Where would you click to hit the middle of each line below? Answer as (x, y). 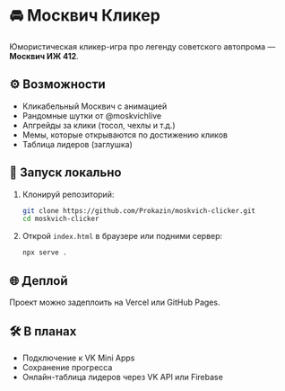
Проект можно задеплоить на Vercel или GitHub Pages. (115, 302)
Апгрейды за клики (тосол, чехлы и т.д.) (99, 125)
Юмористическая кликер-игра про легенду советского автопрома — (142, 46)
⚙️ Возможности (57, 84)
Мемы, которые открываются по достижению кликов (125, 135)
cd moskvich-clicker (60, 219)
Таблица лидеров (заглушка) (77, 144)
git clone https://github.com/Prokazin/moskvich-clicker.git (139, 210)
